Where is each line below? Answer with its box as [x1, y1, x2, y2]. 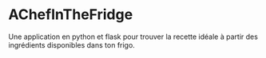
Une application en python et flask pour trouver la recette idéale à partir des [8, 32, 258, 41]
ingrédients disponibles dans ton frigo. [8, 40, 136, 49]
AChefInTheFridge [8, 6, 133, 24]
